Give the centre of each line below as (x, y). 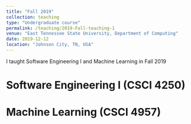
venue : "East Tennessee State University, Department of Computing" (92, 34)
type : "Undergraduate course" (43, 22)
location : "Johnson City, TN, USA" (50, 45)
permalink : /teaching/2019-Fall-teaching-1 (61, 28)
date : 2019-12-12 (27, 39)
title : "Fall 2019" (30, 12)
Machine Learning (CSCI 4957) (84, 112)
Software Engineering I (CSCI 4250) (96, 85)
